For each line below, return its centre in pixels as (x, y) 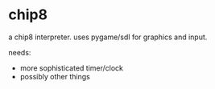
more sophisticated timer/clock (71, 68)
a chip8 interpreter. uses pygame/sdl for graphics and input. (108, 37)
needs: (20, 52)
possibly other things (55, 76)
